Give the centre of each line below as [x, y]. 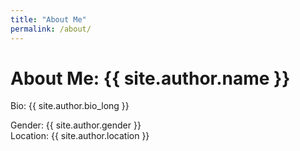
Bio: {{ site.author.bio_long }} [70, 106]
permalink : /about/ [51, 29]
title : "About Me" [48, 19]
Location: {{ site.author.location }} [80, 136]
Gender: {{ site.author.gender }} [76, 125]
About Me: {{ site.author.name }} [150, 78]
